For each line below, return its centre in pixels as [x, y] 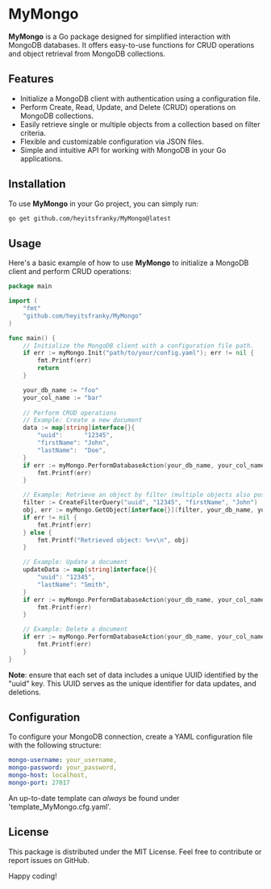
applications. [41, 158]
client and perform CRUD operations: [70, 272]
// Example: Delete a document [75, 630]
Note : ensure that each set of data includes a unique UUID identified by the [133, 675]
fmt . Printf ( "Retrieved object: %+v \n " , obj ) [113, 540]
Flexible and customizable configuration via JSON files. [112, 141]
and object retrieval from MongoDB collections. [87, 53]
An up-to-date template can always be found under [94, 798]
